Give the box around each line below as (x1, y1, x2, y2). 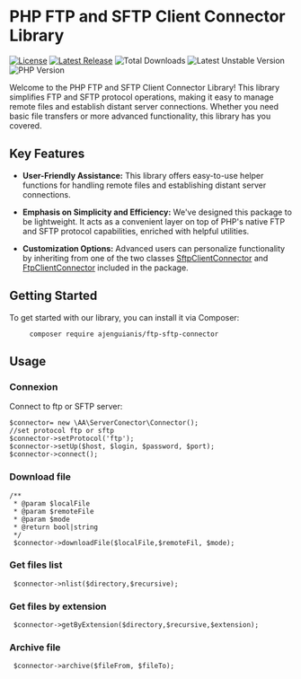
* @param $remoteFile (13, 507, 94, 516)
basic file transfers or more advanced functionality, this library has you (9, 110, 271, 121)
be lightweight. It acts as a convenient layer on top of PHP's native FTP (22, 216, 286, 226)
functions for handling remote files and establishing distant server (22, 180, 267, 190)
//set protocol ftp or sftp (9, 427, 115, 436)
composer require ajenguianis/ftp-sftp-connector (29, 330, 219, 339)
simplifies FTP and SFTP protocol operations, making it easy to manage (9, 92, 274, 102)
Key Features (9, 146, 85, 162)
